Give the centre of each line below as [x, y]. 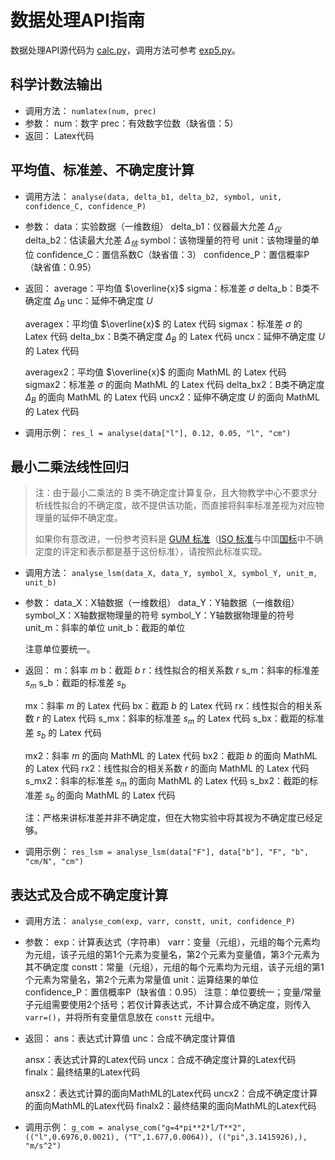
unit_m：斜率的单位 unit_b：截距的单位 [105, 628]
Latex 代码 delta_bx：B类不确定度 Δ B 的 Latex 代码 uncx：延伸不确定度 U [174, 337]
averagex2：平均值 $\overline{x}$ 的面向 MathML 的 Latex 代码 [155, 372]
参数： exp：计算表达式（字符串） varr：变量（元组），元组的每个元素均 [172, 942]
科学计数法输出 [56, 84]
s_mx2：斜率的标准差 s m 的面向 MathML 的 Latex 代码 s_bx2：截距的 [167, 781]
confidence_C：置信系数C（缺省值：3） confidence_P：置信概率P [173, 255]
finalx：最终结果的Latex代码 [82, 1072]
